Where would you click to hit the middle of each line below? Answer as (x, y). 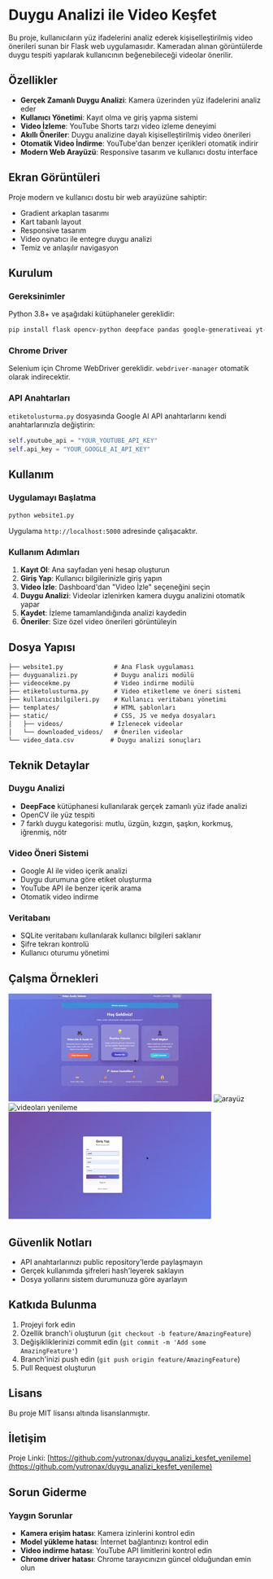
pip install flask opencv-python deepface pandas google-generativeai (130, 330)
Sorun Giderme (48, 1492)
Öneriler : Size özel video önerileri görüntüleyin (98, 622)
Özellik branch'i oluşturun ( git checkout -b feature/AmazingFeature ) (136, 1333)
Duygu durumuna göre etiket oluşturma (86, 880)
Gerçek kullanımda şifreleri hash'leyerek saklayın (102, 1271)
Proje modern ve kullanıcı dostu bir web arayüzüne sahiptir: (108, 197)
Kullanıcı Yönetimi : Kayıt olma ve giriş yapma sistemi (109, 117)
